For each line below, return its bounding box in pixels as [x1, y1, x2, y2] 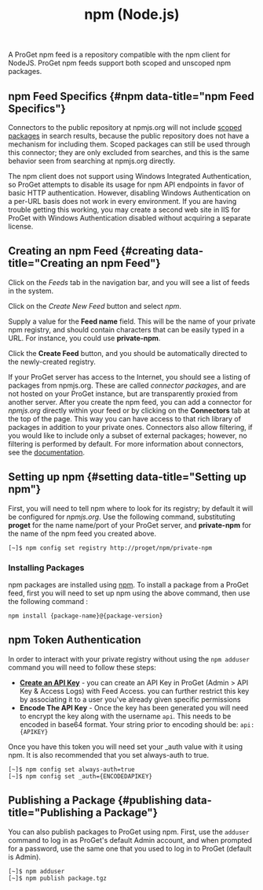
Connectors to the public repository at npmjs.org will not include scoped [8, 123, 242, 132]
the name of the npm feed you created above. [8, 528, 157, 538]
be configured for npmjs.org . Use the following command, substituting [8, 512, 236, 521]
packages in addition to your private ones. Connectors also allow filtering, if [8, 422, 253, 432]
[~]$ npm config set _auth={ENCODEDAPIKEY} [8, 772, 153, 781]
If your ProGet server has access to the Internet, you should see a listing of [8, 372, 251, 381]
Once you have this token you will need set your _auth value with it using [8, 742, 243, 751]
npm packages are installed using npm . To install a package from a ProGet [8, 580, 249, 589]
